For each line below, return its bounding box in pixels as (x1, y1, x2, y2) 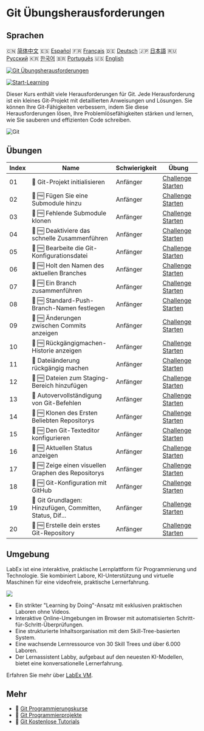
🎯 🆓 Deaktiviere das (32, 226, 90, 235)
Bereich (32, 381, 54, 390)
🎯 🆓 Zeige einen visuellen (32, 461, 106, 469)
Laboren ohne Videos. (15, 608, 71, 615)
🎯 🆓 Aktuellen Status (32, 444, 93, 452)
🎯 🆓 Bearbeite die (32, 244, 84, 252)
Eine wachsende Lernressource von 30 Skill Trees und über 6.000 (15, 640, 181, 647)
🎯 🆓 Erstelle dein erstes (32, 521, 100, 529)
